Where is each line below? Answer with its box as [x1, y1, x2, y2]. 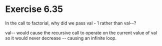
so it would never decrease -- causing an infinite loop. [5, 35, 116, 41]
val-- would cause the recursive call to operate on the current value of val [5, 29, 157, 35]
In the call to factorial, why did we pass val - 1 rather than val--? [5, 20, 136, 26]
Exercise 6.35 [5, 3, 63, 15]
